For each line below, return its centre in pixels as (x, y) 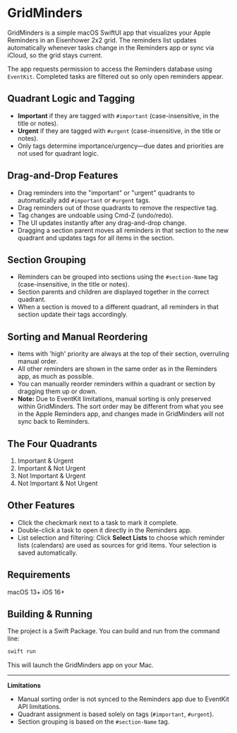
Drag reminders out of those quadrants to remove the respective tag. (118, 207)
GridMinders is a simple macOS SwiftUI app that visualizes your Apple (109, 33)
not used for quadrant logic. (58, 153)
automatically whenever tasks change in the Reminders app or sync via (111, 47)
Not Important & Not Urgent (57, 483)
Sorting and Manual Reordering (78, 336)
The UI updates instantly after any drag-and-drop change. (102, 223)
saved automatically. (47, 553)
